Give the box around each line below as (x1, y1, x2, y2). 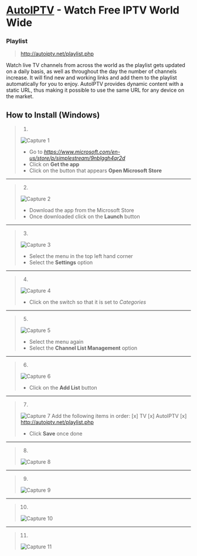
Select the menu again (29, 339, 84, 346)
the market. (6, 93, 34, 100)
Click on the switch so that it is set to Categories (29, 299, 147, 306)
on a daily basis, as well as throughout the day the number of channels (6, 68, 177, 75)
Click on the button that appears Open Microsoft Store (29, 167, 162, 174)
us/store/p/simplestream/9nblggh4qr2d (29, 155, 125, 162)
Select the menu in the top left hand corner (29, 253, 133, 260)
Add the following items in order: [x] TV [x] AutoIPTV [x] (52, 413, 187, 420)
